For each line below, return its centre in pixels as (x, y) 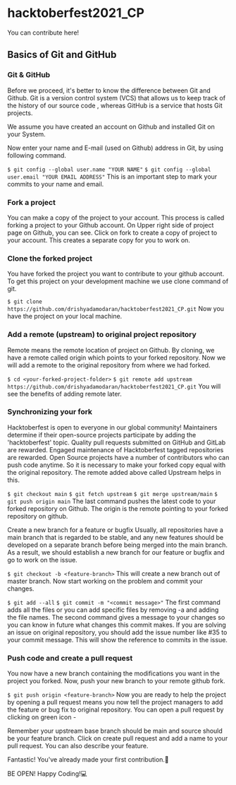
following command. (37, 155)
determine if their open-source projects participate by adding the (102, 435)
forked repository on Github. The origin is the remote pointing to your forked (118, 508)
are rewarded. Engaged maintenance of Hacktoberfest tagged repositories (116, 449)
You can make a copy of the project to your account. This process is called (116, 218)
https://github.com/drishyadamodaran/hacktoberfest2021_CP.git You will (114, 386)
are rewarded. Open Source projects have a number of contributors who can (118, 457)
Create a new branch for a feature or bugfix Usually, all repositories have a (115, 530)
